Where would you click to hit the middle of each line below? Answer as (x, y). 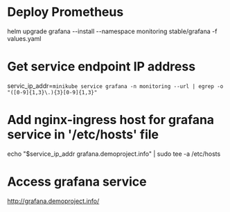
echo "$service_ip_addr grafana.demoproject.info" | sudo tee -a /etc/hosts (114, 154)
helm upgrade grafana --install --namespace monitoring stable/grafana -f (112, 31)
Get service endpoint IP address (101, 67)
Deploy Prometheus (65, 12)
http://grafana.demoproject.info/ (53, 201)
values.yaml (24, 38)
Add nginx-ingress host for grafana (111, 120)
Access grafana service (77, 182)
